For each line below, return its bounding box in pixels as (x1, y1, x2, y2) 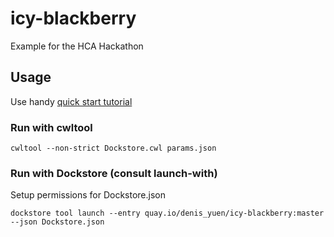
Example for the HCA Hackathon (10, 40, 144, 52)
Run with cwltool (10, 120, 93, 134)
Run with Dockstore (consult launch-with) (10, 166, 218, 180)
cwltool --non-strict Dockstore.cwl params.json (10, 143, 217, 154)
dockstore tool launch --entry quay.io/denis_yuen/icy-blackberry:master (10, 208, 325, 219)
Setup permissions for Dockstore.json (10, 189, 167, 201)
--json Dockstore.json (10, 217, 105, 227)
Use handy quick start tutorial (10, 95, 133, 107)
